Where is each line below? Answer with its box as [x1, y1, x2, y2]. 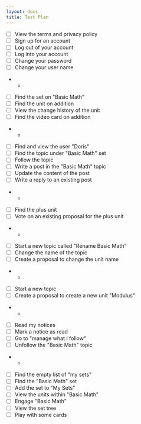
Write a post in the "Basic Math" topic [14, 163, 106, 170]
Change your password [14, 57, 72, 64]
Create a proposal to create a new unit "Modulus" [14, 292, 136, 299]
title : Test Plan [6, 14, 49, 20]
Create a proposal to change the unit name [14, 255, 119, 263]
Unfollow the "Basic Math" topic [14, 341, 93, 349]
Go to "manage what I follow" [14, 335, 87, 342]
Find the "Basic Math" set [14, 378, 77, 385]
